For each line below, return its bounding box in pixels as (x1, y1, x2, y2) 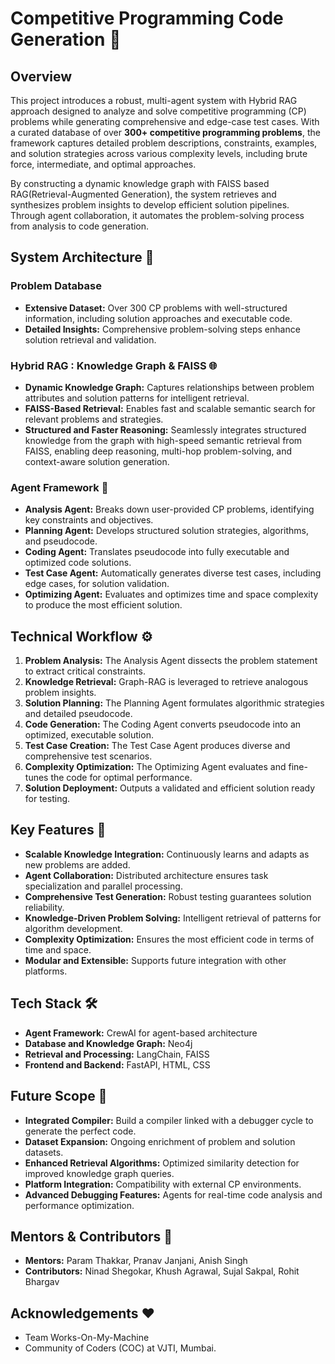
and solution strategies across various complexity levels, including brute (10, 148, 308, 159)
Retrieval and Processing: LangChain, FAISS (24, 1048, 210, 1060)
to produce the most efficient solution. (24, 599, 183, 611)
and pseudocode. (24, 535, 98, 547)
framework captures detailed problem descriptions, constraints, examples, (10, 137, 318, 149)
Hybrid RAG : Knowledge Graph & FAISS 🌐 (10, 358, 218, 372)
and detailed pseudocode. (24, 708, 133, 720)
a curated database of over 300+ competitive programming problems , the (10, 127, 321, 138)
